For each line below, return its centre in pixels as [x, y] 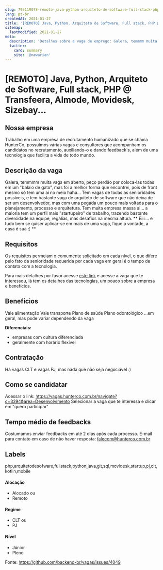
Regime [13, 509]
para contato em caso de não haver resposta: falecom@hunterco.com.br [78, 439]
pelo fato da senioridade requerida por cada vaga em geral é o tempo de [78, 261]
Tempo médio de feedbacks [48, 422]
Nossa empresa [29, 128]
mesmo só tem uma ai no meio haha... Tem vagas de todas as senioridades [80, 192]
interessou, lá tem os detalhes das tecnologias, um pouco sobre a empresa [80, 281]
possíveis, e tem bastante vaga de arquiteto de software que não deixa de [79, 198]
